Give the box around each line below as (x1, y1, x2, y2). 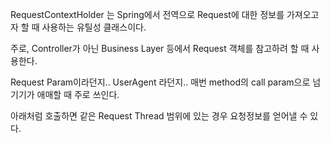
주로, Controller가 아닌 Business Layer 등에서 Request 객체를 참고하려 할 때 (10, 43, 310, 54)
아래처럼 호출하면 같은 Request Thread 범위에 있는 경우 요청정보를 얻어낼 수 (10, 110, 308, 122)
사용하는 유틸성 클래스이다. (41, 21, 147, 33)
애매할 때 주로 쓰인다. (36, 89, 120, 100)
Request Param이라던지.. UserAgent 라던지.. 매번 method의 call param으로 (10, 76, 311, 88)
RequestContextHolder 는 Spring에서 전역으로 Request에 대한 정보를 (10, 9, 285, 20)
